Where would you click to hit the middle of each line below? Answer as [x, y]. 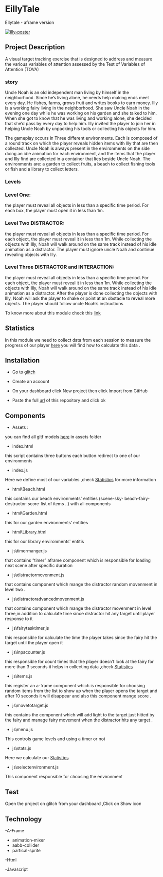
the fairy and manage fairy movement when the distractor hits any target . [79, 720]
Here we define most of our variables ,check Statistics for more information [81, 480]
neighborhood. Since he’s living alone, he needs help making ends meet [77, 98]
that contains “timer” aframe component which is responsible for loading [78, 560]
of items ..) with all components [79, 504]
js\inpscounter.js [28, 652]
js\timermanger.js [29, 551]
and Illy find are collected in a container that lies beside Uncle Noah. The [78, 159]
